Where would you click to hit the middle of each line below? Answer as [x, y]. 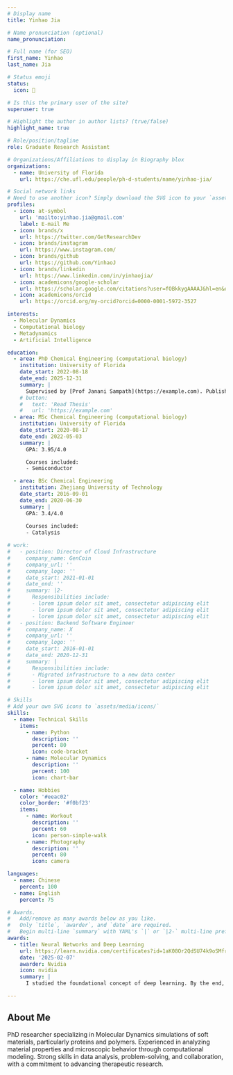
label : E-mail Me [45, 224]
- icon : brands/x [38, 230]
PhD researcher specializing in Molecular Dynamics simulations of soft [108, 1034]
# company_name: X [40, 629]
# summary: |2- [35, 591]
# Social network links [42, 192]
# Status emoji [29, 77]
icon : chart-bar [55, 777]
